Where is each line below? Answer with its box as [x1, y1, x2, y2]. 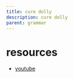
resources [6, 45, 58, 59]
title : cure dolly [6, 8, 52, 15]
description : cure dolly [6, 14, 68, 20]
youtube [14, 65, 36, 72]
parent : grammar [6, 20, 47, 26]
